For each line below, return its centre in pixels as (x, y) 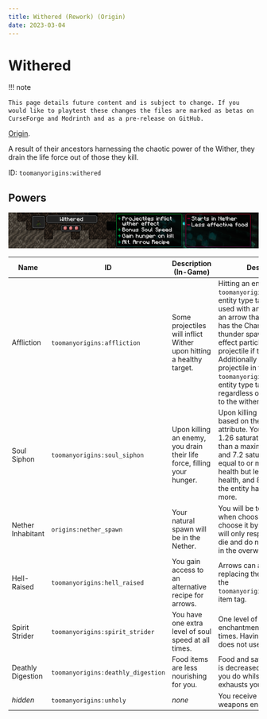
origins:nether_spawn (87, 530)
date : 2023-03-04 (37, 25)
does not (233, 644)
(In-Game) (192, 272)
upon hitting (192, 351)
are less (185, 668)
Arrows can (237, 566)
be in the (186, 537)
